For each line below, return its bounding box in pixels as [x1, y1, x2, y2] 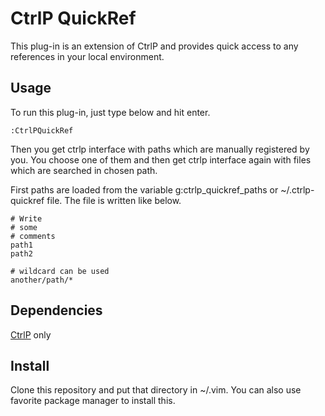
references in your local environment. [10, 50, 165, 62]
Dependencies [10, 302, 103, 319]
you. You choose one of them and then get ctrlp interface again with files [10, 153, 312, 166]
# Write [10, 213, 43, 224]
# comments [10, 231, 56, 241]
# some [10, 222, 38, 232]
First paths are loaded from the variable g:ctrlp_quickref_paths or [10, 183, 279, 196]
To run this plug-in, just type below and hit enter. [10, 106, 211, 118]
